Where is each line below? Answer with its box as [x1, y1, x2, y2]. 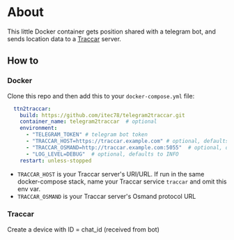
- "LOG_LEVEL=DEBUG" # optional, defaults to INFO [25, 151, 179, 158]
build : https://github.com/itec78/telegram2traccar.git [19, 112, 186, 119]
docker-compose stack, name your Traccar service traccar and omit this [17, 177, 227, 186]
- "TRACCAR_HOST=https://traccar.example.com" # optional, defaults [25, 137, 229, 144]
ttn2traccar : [13, 105, 52, 112]
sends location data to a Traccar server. [7, 34, 122, 43]
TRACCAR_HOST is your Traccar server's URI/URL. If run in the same [17, 170, 205, 178]
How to [7, 55, 39, 67]
